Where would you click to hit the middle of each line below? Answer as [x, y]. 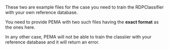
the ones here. [20, 27]
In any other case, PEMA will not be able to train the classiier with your [78, 37]
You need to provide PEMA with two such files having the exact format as [82, 22]
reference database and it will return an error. [52, 42]
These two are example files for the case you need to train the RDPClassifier [84, 7]
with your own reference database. [42, 12]
